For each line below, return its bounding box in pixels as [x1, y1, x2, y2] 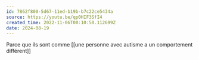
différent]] [6, 48, 31, 55]
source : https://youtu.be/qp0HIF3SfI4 [6, 14, 102, 20]
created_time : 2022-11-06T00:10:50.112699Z [6, 19, 116, 25]
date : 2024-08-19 [6, 25, 49, 31]
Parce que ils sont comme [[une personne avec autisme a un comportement [6, 41, 193, 48]
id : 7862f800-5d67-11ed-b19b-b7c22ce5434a [6, 8, 113, 15]
